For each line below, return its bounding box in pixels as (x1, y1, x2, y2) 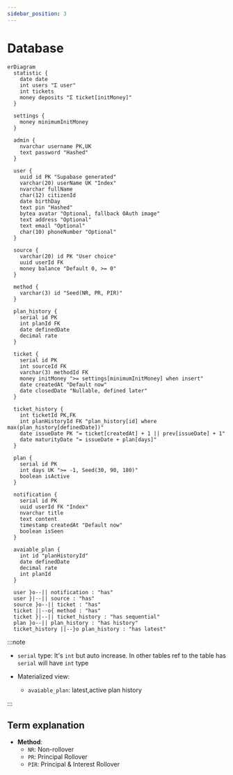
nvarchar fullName (19, 186, 73, 193)
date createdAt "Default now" (19, 381, 108, 388)
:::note (7, 637, 26, 646)
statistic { (13, 69, 49, 77)
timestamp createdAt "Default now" (19, 522, 123, 529)
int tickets (19, 88, 54, 95)
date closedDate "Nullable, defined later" (19, 387, 148, 394)
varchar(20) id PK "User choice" (19, 253, 117, 260)
